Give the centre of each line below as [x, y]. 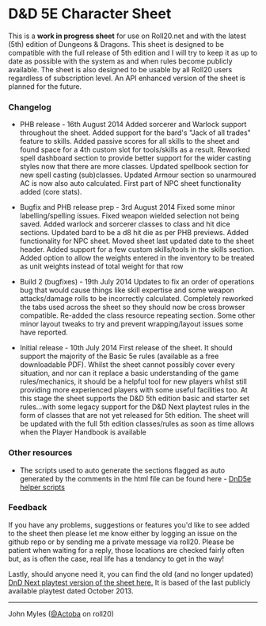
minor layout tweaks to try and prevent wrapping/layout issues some [131, 324]
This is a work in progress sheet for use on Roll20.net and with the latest [127, 36]
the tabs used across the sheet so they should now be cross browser [132, 307]
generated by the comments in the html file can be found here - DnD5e [135, 478]
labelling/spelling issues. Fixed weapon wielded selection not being [129, 216]
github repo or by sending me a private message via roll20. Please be [122, 542]
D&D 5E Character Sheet [90, 14]
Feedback [28, 508]
